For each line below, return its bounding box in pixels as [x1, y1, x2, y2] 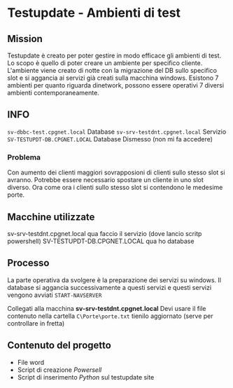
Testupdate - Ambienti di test [7, 5, 181, 21]
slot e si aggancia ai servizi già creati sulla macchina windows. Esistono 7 [7, 74, 219, 82]
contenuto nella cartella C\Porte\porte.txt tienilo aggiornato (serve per [7, 312, 213, 320]
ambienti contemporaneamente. [7, 89, 99, 97]
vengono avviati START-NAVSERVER [7, 291, 102, 299]
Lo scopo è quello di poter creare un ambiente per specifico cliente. [7, 59, 203, 67]
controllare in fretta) [7, 319, 65, 327]
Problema [7, 152, 41, 162]
